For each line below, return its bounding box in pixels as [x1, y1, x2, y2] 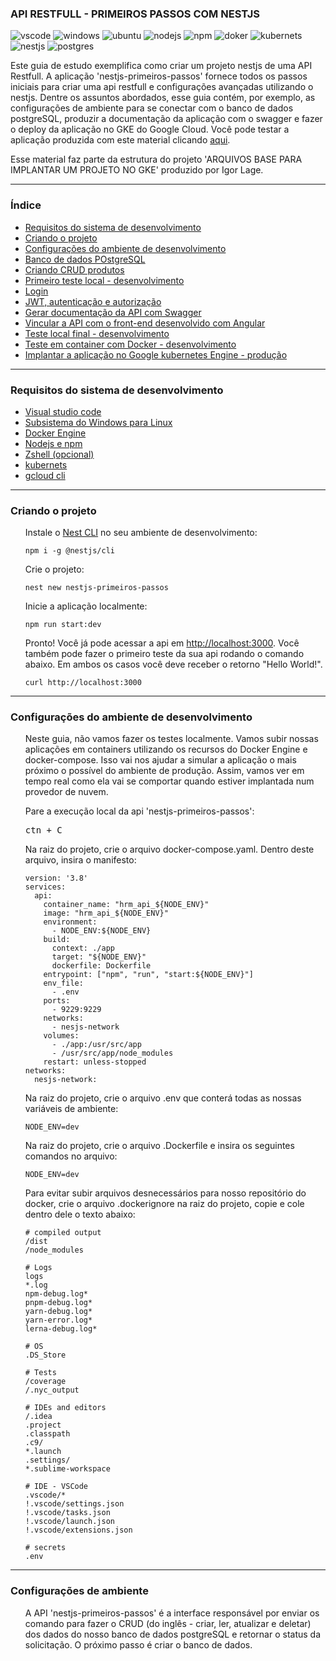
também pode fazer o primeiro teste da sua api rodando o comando [24, 648, 305, 660]
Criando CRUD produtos [24, 263, 125, 276]
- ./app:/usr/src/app [51, 1040, 142, 1050]
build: [43, 935, 71, 945]
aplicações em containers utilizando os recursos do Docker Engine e [24, 743, 308, 756]
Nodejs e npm [24, 437, 83, 449]
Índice [10, 198, 42, 212]
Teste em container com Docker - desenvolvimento [24, 338, 237, 350]
